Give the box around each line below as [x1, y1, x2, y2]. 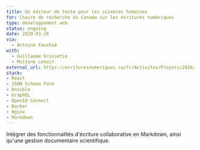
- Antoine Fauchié [11, 42, 58, 48]
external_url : [6, 64, 42, 71]
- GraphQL [6, 92, 31, 98]
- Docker [6, 103, 28, 109]
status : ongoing [6, 25, 46, 32]
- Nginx [6, 109, 26, 115]
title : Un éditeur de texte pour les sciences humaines [6, 8, 148, 15]
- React [6, 75, 26, 81]
